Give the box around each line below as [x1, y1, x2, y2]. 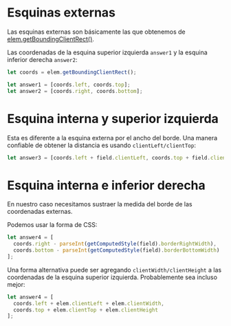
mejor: [7, 280, 25, 288]
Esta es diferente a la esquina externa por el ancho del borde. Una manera [7, 133, 218, 142]
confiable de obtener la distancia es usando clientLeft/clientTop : [7, 141, 196, 149]
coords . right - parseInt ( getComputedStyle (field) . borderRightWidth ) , [13, 241, 217, 248]
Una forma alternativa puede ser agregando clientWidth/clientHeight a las [7, 265, 222, 274]
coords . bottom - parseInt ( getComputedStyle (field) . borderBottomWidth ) [13, 247, 220, 254]
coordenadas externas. [7, 208, 73, 216]
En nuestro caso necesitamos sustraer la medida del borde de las [7, 200, 192, 208]
